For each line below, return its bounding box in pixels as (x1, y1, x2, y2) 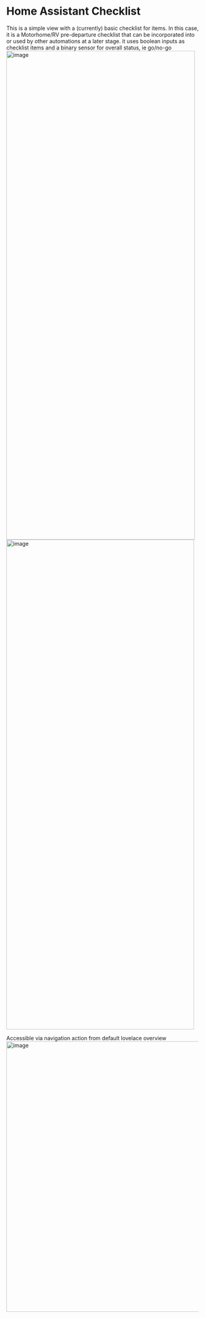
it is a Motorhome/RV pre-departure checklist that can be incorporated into (6, 31, 195, 38)
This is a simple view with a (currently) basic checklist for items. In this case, (6, 24, 200, 32)
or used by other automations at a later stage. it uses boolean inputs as (6, 37, 185, 45)
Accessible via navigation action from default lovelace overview (6, 1034, 167, 1041)
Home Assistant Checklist (6, 4, 141, 18)
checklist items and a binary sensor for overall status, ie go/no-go (6, 44, 172, 51)
